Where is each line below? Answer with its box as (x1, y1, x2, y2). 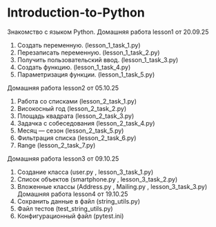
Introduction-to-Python (7, 5, 145, 21)
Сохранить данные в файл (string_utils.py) (17, 197, 140, 205)
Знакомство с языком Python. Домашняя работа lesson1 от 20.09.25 (7, 28, 209, 36)
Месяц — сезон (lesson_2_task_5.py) (17, 126, 124, 135)
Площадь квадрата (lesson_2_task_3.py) (17, 112, 135, 120)
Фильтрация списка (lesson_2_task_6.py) (17, 133, 137, 142)
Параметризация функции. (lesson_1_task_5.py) (17, 70, 155, 79)
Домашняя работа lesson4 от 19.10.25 (17, 190, 128, 198)
